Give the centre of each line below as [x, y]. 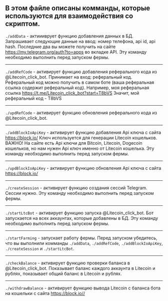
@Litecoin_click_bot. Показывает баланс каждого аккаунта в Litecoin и [80, 268]
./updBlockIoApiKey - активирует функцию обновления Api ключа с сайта [83, 168]
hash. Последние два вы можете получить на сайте [60, 47]
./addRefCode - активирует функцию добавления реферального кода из [81, 72]
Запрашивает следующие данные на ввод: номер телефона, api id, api [80, 41]
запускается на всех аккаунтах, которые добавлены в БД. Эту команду [82, 218]
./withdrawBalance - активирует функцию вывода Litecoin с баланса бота [83, 288]
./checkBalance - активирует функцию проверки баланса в [67, 263]
